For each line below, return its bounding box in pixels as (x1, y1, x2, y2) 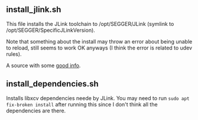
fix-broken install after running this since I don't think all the (6, 101, 158, 108)
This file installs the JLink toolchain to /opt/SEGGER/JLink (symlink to (6, 20, 174, 27)
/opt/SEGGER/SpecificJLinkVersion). (6, 26, 96, 34)
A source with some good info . (6, 62, 81, 69)
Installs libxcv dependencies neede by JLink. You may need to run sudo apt (6, 94, 190, 102)
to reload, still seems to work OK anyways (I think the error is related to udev (6, 44, 193, 51)
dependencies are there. (6, 107, 66, 114)
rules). (6, 50, 22, 58)
